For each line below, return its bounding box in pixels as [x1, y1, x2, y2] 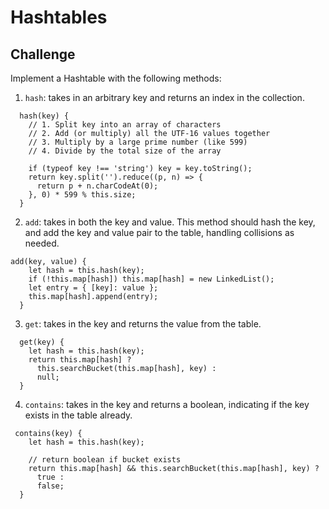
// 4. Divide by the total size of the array [28, 146, 222, 156]
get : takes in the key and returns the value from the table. [24, 318, 262, 330]
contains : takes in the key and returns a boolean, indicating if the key [24, 399, 310, 410]
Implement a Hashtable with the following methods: [10, 72, 222, 84]
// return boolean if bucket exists [28, 455, 182, 465]
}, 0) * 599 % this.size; [28, 190, 137, 200]
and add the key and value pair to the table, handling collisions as [24, 227, 295, 238]
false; [36, 481, 65, 491]
